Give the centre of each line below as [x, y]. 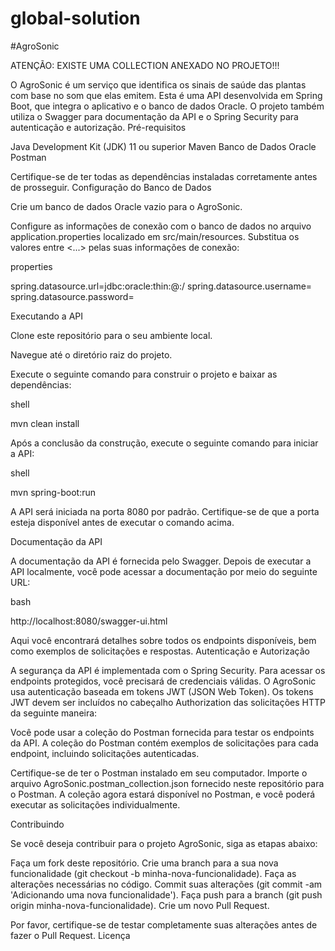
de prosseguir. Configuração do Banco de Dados [111, 187]
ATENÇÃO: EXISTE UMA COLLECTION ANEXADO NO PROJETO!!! [145, 65]
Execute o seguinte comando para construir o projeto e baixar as [144, 374]
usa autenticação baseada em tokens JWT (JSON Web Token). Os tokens [162, 691]
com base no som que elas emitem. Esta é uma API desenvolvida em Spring [166, 95]
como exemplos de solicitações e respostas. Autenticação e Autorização [160, 651]
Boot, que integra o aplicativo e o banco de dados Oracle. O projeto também [167, 106]
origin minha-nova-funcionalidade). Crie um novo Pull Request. [140, 905]
